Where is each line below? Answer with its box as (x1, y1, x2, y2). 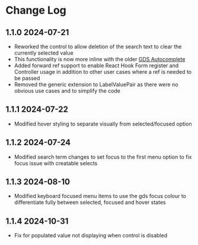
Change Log (5, 4, 66, 17)
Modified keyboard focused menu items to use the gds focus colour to (14, 193, 187, 200)
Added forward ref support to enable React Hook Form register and (14, 62, 179, 69)
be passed (14, 75, 40, 81)
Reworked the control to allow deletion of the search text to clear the (14, 43, 182, 50)
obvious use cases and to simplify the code (14, 87, 121, 94)
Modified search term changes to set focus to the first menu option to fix (14, 153, 192, 161)
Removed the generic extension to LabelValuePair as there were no (14, 81, 178, 88)
